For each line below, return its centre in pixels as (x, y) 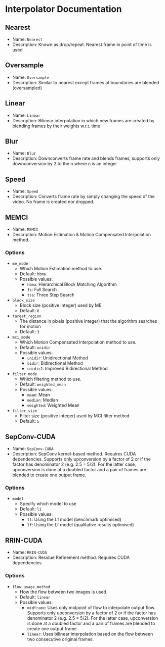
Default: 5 (29, 421)
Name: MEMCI (25, 229)
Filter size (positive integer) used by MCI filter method (75, 416)
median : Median (42, 400)
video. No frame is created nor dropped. (53, 202)
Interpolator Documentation (63, 9)
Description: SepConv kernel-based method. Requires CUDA (74, 454)
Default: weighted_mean (43, 384)
